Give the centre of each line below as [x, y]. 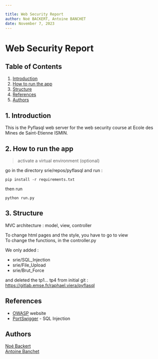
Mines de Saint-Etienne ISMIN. [37, 133]
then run [14, 189]
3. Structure [24, 213]
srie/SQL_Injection [31, 259]
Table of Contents [34, 66]
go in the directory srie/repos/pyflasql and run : [54, 170]
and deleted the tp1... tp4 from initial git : [47, 280]
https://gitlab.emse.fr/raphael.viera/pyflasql [50, 285]
